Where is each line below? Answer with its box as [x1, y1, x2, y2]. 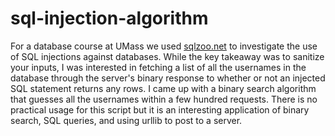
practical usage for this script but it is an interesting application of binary [10, 103, 310, 116]
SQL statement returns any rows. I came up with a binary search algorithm [10, 82, 317, 94]
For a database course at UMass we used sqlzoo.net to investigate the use [10, 40, 318, 52]
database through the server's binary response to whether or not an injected [10, 72, 326, 84]
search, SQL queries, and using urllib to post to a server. [10, 114, 243, 126]
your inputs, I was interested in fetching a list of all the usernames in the [10, 61, 307, 73]
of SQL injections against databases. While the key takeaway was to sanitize [10, 50, 325, 62]
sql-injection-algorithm [10, 7, 209, 30]
